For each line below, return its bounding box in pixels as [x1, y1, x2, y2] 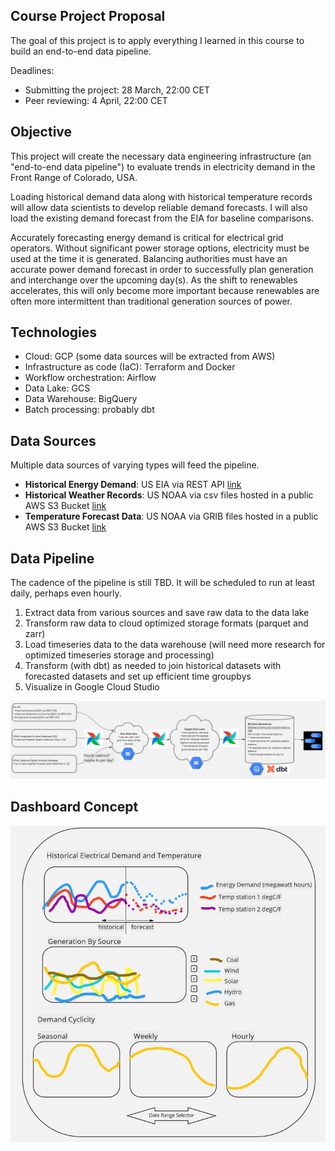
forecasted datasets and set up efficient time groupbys [24, 670, 252, 683]
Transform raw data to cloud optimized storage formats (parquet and [24, 617, 309, 629]
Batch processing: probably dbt [24, 404, 155, 416]
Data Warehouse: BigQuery [24, 393, 138, 405]
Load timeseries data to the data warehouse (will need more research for [24, 639, 326, 651]
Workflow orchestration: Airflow [24, 372, 157, 384]
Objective [10, 124, 73, 141]
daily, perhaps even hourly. [10, 587, 122, 599]
